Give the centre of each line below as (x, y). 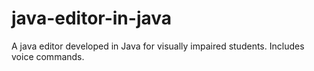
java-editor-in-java (92, 18)
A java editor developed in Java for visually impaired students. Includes (158, 46)
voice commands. (48, 56)
